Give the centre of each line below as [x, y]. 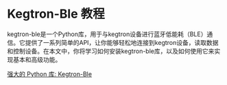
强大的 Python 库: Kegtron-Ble [50, 74]
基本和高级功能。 [37, 59]
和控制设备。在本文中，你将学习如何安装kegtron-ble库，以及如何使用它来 [111, 51]
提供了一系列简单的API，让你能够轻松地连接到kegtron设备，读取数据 [122, 42]
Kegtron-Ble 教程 [56, 14]
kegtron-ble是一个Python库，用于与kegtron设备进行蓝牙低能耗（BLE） [107, 34]
